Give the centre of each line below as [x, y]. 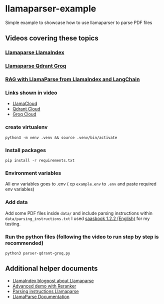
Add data [16, 202]
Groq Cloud [24, 114]
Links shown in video [31, 93]
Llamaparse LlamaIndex [35, 52]
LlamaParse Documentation [41, 296]
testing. [13, 223]
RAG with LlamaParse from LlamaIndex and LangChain [72, 79]
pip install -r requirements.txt [40, 160]
